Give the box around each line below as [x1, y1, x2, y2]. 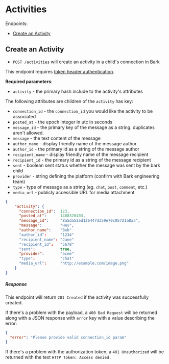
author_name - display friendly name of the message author [12, 140, 137, 146]
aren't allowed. [12, 129, 44, 136]
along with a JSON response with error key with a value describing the [5, 315, 155, 321]
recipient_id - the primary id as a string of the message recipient [12, 157, 152, 163]
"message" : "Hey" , [18, 223, 74, 228]
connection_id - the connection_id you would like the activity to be [12, 108, 153, 114]
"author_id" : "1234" [18, 232, 74, 238]
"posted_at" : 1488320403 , [18, 213, 86, 219]
